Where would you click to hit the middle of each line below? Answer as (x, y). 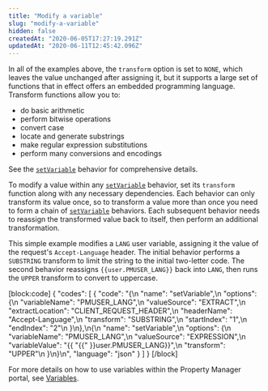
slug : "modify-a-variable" (54, 23)
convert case (42, 128)
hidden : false (32, 31)
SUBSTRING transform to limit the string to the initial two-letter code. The (127, 261)
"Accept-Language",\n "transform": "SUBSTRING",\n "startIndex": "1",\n (128, 320)
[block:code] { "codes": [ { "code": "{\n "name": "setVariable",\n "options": (133, 294)
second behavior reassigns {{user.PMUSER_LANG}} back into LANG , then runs (133, 270)
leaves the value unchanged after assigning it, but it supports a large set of (133, 78)
